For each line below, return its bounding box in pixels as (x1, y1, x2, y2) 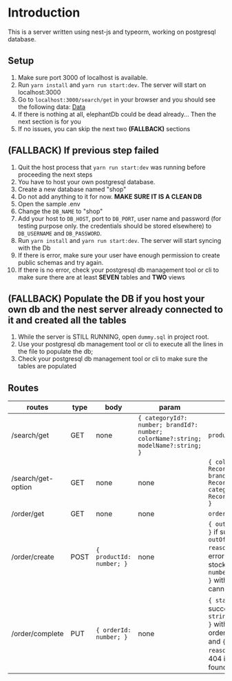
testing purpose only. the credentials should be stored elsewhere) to (17, 221, 212, 230)
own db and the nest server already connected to (8, 304, 223, 315)
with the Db (17, 244, 51, 252)
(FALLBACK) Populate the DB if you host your (8, 293, 205, 304)
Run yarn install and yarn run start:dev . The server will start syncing (17, 236, 222, 244)
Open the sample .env (17, 199, 81, 208)
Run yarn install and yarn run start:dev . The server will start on (17, 81, 207, 89)
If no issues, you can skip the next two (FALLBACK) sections (17, 124, 191, 132)
